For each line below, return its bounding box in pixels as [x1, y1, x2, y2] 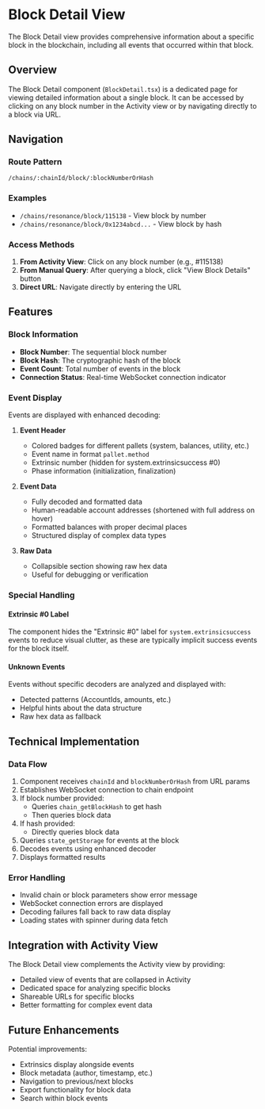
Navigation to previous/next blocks [19, 1076, 134, 1086]
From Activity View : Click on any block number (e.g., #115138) [19, 257, 224, 267]
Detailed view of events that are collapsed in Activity [19, 975, 191, 984]
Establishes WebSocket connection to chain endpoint [19, 785, 194, 795]
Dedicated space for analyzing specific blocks [19, 984, 172, 993]
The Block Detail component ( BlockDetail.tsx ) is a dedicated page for [8, 84, 238, 94]
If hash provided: [19, 819, 75, 828]
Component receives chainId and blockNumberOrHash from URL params [19, 777, 251, 786]
